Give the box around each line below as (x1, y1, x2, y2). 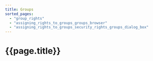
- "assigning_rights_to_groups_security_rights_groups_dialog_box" (9, 25, 149, 30)
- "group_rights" (9, 16, 45, 21)
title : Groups (5, 7, 34, 12)
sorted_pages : (5, 12, 34, 16)
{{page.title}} (5, 46, 61, 57)
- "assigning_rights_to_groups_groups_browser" (9, 20, 108, 25)
